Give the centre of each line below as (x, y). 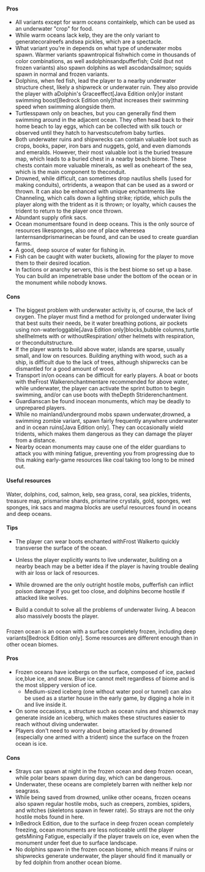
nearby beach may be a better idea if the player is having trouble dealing (107, 566)
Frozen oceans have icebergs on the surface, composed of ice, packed (105, 672)
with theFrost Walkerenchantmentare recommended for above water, (102, 382)
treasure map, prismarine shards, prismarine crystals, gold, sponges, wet (99, 501)
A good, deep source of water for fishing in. (70, 250)
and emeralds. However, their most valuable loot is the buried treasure (104, 153)
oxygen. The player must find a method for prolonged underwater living (105, 317)
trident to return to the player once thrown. (69, 211)
